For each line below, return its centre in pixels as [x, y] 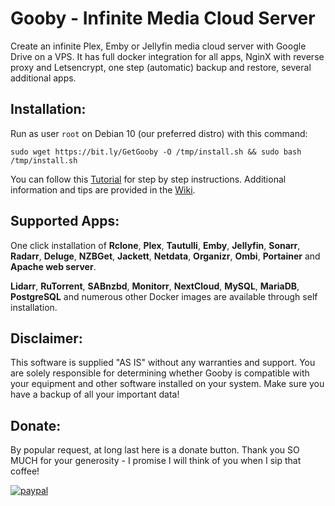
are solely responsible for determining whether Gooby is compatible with [160, 373]
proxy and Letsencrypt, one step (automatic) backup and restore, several [161, 67]
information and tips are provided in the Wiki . [103, 189]
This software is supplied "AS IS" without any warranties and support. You [163, 363]
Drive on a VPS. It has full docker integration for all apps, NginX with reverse [167, 56]
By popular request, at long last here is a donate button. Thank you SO [155, 450]
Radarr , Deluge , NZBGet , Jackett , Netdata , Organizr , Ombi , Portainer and [165, 256]
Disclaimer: [46, 338]
